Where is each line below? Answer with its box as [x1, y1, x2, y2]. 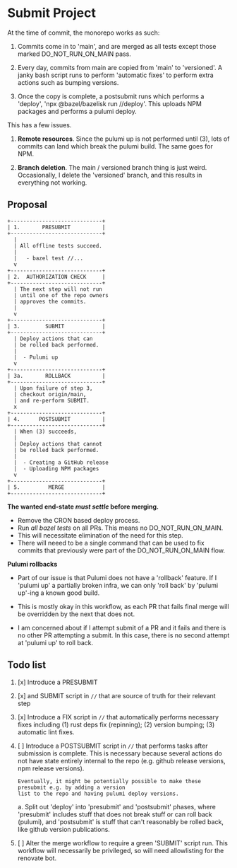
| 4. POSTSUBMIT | [7, 415, 106, 422]
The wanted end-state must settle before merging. [7, 502, 159, 511]
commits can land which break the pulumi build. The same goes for [17, 141, 214, 150]
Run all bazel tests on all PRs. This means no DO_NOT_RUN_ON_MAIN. [17, 523, 224, 532]
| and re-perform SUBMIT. [13, 397, 90, 404]
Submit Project [7, 5, 97, 21]
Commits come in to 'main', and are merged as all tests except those [17, 42, 217, 50]
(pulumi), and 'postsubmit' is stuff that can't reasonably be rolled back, [17, 817, 224, 826]
